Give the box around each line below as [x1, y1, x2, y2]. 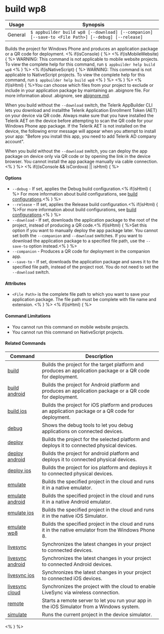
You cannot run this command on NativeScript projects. [12, 329, 124, 335]
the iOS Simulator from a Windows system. [41, 603, 140, 610]
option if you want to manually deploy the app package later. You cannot [12, 228, 158, 233]
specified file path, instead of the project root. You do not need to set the [12, 264, 159, 270]
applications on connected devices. [41, 428, 123, 434]
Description [85, 353, 113, 359]
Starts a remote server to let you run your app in [41, 597, 152, 604]
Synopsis [82, 21, 105, 28]
